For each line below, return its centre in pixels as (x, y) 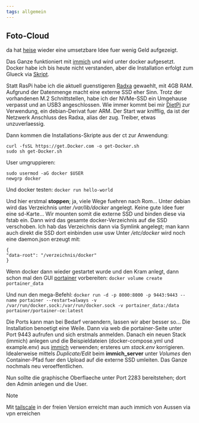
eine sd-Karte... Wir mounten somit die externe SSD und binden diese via (96, 214)
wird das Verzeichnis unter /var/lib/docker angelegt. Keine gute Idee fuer (95, 208)
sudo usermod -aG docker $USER (45, 173)
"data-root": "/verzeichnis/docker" (51, 256)
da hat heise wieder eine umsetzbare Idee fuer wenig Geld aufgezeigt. (92, 50)
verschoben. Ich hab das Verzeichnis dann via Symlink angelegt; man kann (98, 226)
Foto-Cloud (28, 36)
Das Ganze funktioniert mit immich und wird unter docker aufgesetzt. (91, 62)
